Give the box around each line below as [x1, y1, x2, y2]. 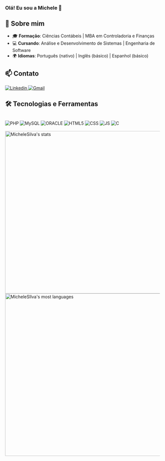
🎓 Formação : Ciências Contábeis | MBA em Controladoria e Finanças [12, 33, 155, 39]
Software [12, 47, 31, 53]
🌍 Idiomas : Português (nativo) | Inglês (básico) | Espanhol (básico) [12, 52, 149, 58]
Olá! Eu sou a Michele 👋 [5, 4, 62, 11]
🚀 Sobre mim [5, 20, 45, 28]
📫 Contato [5, 70, 39, 78]
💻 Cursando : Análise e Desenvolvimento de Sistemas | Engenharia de [12, 40, 155, 46]
